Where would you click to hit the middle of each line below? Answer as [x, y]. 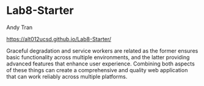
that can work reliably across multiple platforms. [67, 76]
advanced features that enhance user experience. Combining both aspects [101, 64]
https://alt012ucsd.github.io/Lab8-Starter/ [59, 39]
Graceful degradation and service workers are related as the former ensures [102, 51]
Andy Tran [20, 27]
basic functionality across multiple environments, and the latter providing [98, 57]
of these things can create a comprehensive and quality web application [97, 70]
